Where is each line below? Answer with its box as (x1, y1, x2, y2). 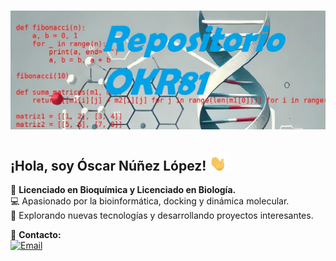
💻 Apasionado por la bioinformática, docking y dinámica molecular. (10, 195, 290, 207)
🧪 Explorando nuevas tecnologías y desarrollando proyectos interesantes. (10, 209, 314, 221)
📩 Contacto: (10, 228, 62, 240)
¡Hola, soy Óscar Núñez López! (10, 157, 207, 174)
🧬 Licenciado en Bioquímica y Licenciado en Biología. (10, 183, 237, 195)
